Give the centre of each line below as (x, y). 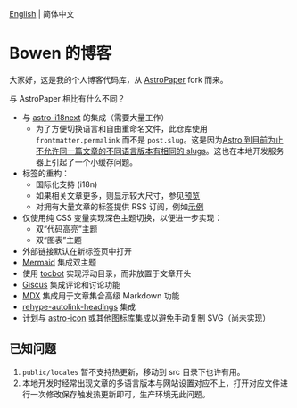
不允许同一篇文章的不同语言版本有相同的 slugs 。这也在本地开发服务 (160, 151)
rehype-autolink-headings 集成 (79, 306)
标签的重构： (45, 173)
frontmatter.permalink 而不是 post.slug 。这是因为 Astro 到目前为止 (159, 139)
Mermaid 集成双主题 (59, 262)
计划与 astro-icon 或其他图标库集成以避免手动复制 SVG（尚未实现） (146, 318)
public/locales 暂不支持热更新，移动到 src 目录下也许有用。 (133, 371)
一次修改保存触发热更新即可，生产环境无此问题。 (120, 394)
